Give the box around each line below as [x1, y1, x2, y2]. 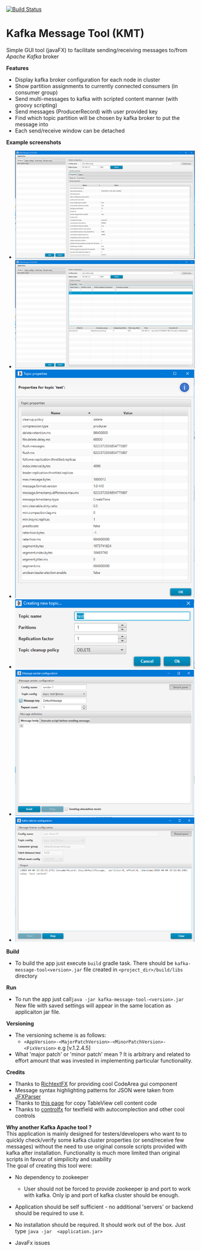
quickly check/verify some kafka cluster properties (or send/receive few [6, 1136, 184, 1144]
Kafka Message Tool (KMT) [6, 27, 145, 40]
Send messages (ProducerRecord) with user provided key [14, 108, 158, 115]
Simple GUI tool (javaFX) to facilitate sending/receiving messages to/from [6, 46, 188, 53]
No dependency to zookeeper [14, 1174, 89, 1181]
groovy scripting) [14, 101, 58, 109]
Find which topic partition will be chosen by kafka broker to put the [14, 114, 180, 121]
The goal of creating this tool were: [6, 1162, 93, 1169]
